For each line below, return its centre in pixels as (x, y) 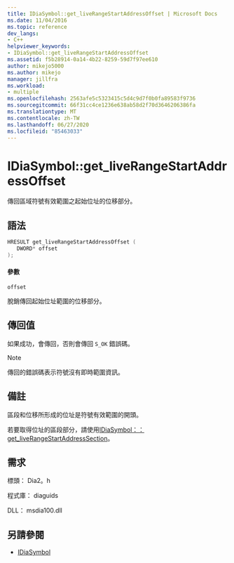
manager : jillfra (33, 79)
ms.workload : (26, 86)
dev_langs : (23, 33)
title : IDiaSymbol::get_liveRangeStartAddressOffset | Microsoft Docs (112, 14)
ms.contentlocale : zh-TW (43, 118)
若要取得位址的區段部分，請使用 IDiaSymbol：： (76, 430)
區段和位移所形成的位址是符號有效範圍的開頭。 (75, 414)
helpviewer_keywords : (39, 46)
